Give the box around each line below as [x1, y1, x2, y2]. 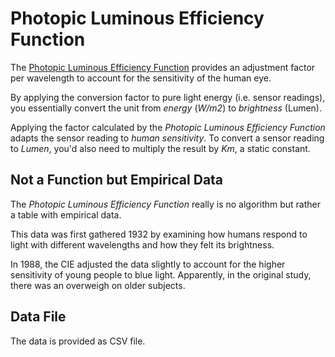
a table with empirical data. [10, 208, 122, 221]
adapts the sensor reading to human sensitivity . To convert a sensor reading [10, 132, 325, 144]
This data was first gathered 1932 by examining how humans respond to [10, 228, 308, 240]
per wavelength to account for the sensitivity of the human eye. [10, 72, 272, 84]
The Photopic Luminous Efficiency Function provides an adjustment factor [10, 61, 316, 73]
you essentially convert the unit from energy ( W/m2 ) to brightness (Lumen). [10, 102, 322, 114]
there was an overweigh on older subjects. [10, 279, 186, 291]
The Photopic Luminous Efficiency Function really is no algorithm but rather [10, 198, 321, 210]
